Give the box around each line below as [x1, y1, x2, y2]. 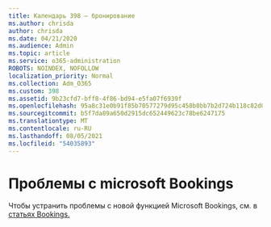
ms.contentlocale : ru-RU [8, 124, 92, 132]
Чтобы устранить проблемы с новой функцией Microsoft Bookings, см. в [8, 201, 258, 211]
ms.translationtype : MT [8, 117, 89, 125]
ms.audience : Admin [8, 42, 74, 50]
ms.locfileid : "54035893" [8, 139, 95, 148]
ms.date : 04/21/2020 [8, 34, 78, 43]
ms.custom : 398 [8, 86, 60, 95]
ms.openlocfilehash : [8, 102, 78, 110]
